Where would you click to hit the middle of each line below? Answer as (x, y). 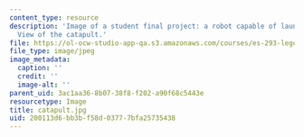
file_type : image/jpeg (52, 51)
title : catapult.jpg (48, 110)
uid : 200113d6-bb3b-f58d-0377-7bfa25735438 (93, 118)
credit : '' (38, 77)
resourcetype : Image (48, 101)
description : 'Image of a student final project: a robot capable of (143, 26)
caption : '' (40, 68)
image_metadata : (40, 59)
